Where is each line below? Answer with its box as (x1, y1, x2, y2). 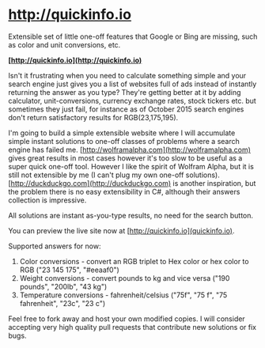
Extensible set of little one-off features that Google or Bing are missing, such (8, 32, 258, 41)
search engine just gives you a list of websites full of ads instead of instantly (8, 79, 257, 89)
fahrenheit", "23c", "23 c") (19, 298, 106, 308)
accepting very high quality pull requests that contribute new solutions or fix (8, 322, 257, 331)
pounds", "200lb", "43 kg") (19, 282, 108, 291)
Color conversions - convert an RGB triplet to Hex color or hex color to (19, 256, 249, 266)
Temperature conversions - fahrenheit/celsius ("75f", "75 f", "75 (19, 290, 228, 300)
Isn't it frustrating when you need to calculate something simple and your (8, 70, 247, 80)
